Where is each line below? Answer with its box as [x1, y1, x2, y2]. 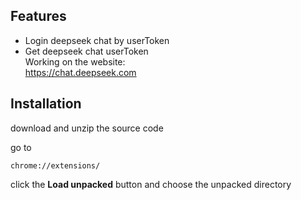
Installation [10, 95, 82, 113]
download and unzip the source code [10, 122, 164, 134]
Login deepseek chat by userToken [24, 34, 170, 46]
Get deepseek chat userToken [24, 45, 149, 57]
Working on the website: [24, 55, 126, 68]
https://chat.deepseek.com [24, 66, 137, 78]
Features [10, 8, 67, 25]
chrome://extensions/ [10, 160, 101, 171]
